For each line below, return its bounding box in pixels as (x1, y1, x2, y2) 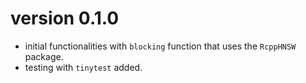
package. (24, 50, 64, 62)
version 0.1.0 (10, 7, 120, 30)
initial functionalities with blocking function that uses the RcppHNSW (24, 40, 297, 52)
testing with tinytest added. (24, 61, 143, 73)
